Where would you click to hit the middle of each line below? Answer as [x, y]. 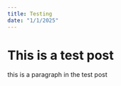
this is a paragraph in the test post [58, 75]
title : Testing [30, 14]
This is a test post [60, 55]
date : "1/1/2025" [33, 20]
